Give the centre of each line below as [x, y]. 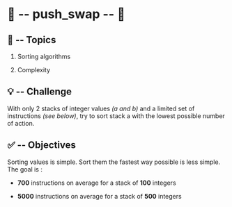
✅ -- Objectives [42, 145]
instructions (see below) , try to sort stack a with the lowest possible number [116, 116]
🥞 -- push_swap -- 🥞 [66, 14]
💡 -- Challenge [39, 92]
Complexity [34, 70]
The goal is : [25, 169]
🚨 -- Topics [32, 40]
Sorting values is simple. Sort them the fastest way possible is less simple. [114, 162]
